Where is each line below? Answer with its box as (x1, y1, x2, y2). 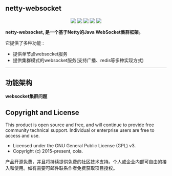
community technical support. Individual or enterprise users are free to (5, 127, 155, 133)
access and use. (5, 133, 40, 139)
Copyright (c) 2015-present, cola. (12, 148, 83, 154)
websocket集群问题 (5, 93, 48, 99)
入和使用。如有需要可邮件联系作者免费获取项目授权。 (5, 165, 118, 171)
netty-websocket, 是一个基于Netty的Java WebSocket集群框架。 (5, 29, 143, 35)
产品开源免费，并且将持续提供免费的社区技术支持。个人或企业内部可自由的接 (5, 159, 167, 165)
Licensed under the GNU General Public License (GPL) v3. (12, 143, 136, 149)
